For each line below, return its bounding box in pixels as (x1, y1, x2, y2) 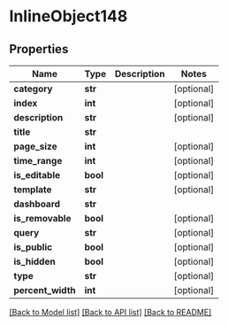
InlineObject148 (9, 6, 128, 27)
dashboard (13, 198, 60, 210)
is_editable (13, 169, 61, 181)
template (13, 183, 52, 196)
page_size (13, 140, 57, 152)
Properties (9, 42, 69, 57)
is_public (13, 241, 53, 253)
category (13, 82, 53, 95)
